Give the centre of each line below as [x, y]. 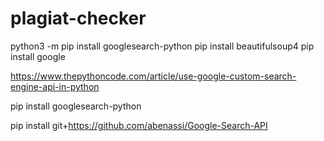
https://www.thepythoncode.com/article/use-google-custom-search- [153, 76]
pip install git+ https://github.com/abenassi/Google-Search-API [139, 125]
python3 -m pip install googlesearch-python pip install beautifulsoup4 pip [162, 46]
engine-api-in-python [55, 86]
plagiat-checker [78, 18]
